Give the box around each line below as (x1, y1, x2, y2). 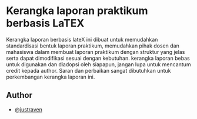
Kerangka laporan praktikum (6, 4, 148, 18)
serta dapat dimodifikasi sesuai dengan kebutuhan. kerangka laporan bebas (6, 55, 190, 62)
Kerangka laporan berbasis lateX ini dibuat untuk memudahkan (6, 36, 158, 43)
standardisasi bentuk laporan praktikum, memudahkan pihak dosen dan (6, 42, 179, 49)
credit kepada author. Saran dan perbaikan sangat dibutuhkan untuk (6, 67, 171, 74)
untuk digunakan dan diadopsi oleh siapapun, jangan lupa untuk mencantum (6, 60, 191, 68)
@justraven (14, 106, 42, 113)
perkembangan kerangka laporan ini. (6, 73, 95, 80)
